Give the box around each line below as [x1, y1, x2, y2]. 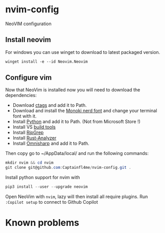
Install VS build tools [12, 124, 56, 130]
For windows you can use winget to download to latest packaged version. [5, 49, 160, 55]
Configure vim [5, 73, 52, 82]
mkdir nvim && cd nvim [5, 160, 54, 165]
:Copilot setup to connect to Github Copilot [5, 199, 98, 205]
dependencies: [5, 92, 37, 99]
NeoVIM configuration [5, 21, 52, 27]
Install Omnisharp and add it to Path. [12, 140, 89, 147]
